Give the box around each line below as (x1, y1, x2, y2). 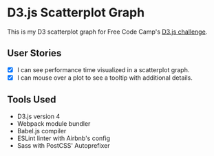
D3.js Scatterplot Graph (7, 5, 145, 21)
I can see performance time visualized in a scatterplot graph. (17, 65, 190, 74)
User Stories (7, 47, 62, 59)
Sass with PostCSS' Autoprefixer (17, 141, 110, 149)
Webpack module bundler (17, 119, 91, 128)
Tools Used (7, 94, 56, 106)
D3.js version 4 (17, 112, 61, 120)
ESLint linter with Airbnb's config (17, 134, 110, 142)
